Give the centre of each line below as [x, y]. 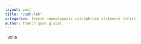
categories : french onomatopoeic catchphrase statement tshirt [71, 19]
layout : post [18, 10]
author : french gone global [34, 23]
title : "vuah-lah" [24, 14]
